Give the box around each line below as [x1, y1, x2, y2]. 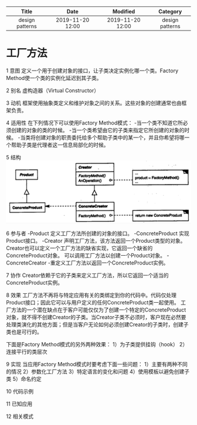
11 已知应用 [6, 400, 33, 407]
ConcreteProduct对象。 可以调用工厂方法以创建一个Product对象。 [6, 252, 166, 259]
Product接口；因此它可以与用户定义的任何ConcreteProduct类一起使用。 [6, 299, 180, 306]
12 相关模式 [6, 413, 34, 420]
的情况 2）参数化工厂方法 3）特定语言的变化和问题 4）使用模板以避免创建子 [6, 368, 190, 375]
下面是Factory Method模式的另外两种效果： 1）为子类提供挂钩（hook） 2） [6, 340, 188, 347]
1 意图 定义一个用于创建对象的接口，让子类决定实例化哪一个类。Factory [6, 67, 179, 74]
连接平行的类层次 [6, 348, 47, 355]
